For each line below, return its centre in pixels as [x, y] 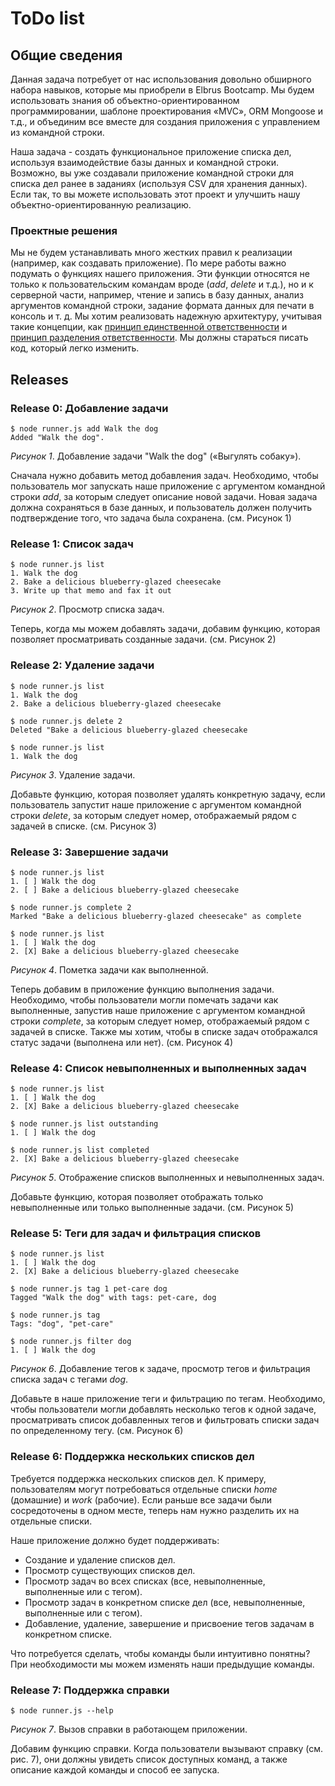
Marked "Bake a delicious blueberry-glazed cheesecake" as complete [156, 916]
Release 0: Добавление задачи [89, 408]
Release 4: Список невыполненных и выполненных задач [158, 1068]
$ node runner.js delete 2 [66, 721]
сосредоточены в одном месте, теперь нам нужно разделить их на [155, 1510]
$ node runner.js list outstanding [84, 1124]
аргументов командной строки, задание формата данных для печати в [162, 306]
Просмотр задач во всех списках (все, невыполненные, [145, 1581]
